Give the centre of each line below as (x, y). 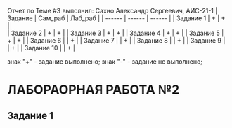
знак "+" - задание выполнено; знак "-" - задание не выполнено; (105, 62)
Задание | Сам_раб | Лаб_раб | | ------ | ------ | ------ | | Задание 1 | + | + (116, 18)
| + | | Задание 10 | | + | (41, 48)
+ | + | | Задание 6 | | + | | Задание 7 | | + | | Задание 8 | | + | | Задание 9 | (116, 41)
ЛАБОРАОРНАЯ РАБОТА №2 (94, 90)
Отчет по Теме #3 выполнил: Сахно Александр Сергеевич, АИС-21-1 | (112, 11)
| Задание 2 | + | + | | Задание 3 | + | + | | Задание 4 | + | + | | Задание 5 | (116, 33)
